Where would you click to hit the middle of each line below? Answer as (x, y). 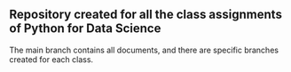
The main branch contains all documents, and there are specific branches (144, 50)
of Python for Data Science (85, 29)
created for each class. (51, 59)
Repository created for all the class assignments (145, 15)
